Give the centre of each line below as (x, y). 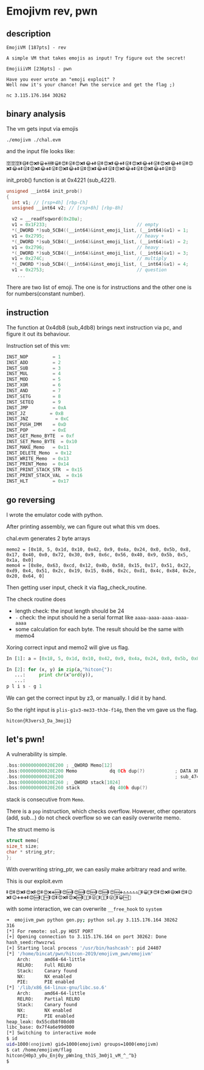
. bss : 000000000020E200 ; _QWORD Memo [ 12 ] (59, 765)
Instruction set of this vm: (38, 345)
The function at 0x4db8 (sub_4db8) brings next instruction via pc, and (94, 327)
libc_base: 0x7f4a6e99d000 (40, 1027)
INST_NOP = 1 (34, 357)
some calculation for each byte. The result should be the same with (99, 629)
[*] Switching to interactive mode (51, 1033)
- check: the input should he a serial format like (74, 617)
